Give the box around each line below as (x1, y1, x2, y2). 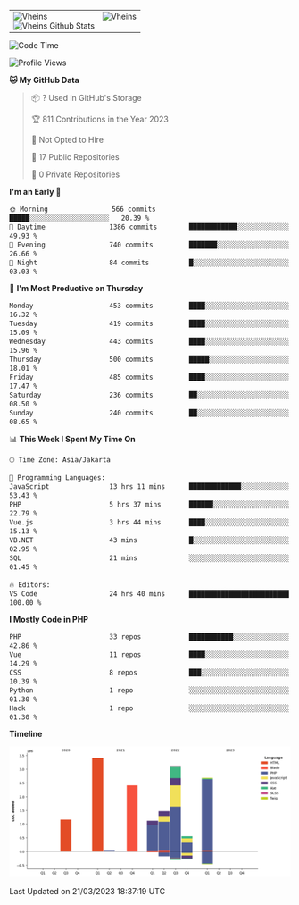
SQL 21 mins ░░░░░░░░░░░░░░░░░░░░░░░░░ (9, 554, 290, 563)
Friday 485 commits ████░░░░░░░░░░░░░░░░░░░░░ (9, 373, 290, 382)
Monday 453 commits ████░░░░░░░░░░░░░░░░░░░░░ (9, 301, 290, 311)
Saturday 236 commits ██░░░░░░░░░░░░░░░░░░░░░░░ (9, 390, 290, 400)
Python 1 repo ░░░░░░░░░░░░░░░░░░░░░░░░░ (9, 686, 290, 695)
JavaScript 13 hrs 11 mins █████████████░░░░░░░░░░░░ (9, 482, 290, 491)
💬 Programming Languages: (9, 473, 105, 482)
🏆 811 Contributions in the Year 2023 (30, 113, 170, 125)
